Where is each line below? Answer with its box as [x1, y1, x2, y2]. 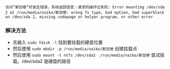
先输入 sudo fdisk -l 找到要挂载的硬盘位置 [12, 39, 103, 45]
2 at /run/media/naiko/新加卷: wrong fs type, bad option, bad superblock [5, 10, 164, 15]
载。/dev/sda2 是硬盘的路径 [12, 58, 71, 64]
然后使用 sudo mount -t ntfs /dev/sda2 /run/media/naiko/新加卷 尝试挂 [12, 52, 165, 58]
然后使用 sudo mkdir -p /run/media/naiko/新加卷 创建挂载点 [12, 46, 138, 52]
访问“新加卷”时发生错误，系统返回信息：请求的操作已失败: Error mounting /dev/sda [5, 5, 165, 10]
